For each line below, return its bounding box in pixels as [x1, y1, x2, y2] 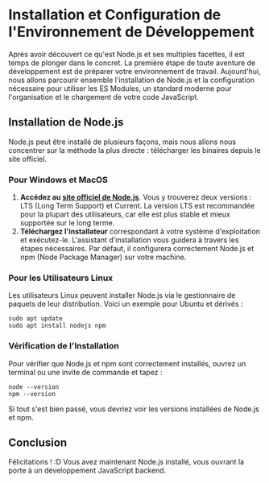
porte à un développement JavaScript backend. [8, 465, 167, 476]
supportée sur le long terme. [19, 218, 115, 228]
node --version [8, 382, 60, 391]
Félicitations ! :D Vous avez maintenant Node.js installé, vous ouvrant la [8, 457, 244, 467]
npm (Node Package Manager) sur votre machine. [19, 252, 187, 262]
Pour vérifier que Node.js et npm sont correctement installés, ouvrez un [8, 358, 246, 368]
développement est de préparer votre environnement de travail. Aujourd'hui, [8, 66, 261, 76]
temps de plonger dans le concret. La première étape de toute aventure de [8, 58, 256, 68]
